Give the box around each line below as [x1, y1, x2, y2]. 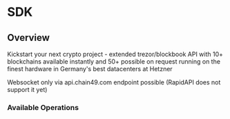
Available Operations [7, 102, 79, 112]
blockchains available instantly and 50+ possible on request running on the [7, 57, 221, 66]
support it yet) [7, 86, 48, 93]
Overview [7, 32, 50, 44]
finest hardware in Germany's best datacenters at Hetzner [7, 65, 173, 73]
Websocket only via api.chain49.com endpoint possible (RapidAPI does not [7, 78, 221, 86]
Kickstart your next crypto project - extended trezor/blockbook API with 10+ [7, 50, 223, 58]
